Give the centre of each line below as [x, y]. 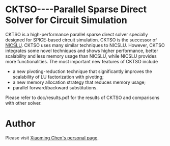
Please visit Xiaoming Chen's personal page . [52, 138]
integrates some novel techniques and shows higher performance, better [82, 51]
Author [20, 124]
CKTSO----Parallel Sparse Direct [76, 9]
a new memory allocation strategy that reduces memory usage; [79, 82]
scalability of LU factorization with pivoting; [58, 77]
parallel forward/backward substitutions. [55, 87]
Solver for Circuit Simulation [66, 20]
